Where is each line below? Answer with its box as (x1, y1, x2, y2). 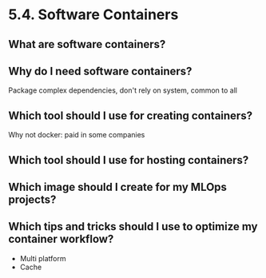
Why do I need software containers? (8, 64, 193, 77)
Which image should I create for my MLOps (8, 180, 228, 193)
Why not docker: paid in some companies (8, 130, 145, 140)
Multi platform (19, 253, 66, 263)
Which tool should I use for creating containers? (8, 109, 253, 122)
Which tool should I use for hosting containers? (8, 153, 249, 167)
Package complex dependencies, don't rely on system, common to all (8, 85, 238, 95)
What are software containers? (8, 38, 166, 51)
